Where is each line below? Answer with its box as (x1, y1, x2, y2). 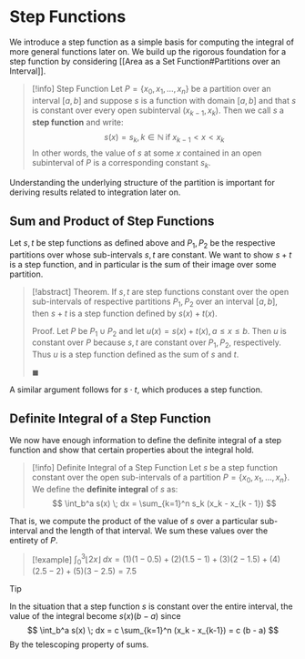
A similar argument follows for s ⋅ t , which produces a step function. (9, 384, 263, 395)
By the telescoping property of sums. (9, 639, 149, 650)
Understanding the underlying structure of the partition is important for (9, 177, 276, 188)
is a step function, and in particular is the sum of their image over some (9, 259, 277, 269)
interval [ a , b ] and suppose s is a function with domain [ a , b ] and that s (31, 95, 297, 106)
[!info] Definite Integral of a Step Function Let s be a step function (31, 461, 279, 472)
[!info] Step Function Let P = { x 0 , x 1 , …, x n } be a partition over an (31, 83, 271, 96)
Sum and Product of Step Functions (9, 213, 215, 228)
